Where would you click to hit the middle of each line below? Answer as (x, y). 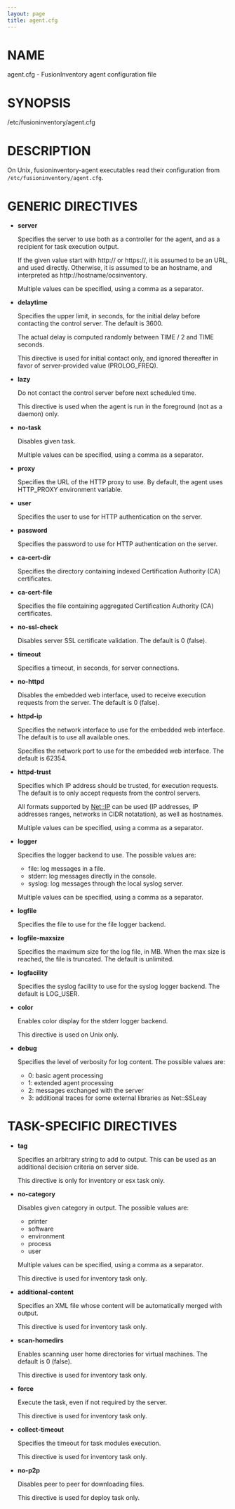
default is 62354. (42, 758)
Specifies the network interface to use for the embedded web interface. (121, 730)
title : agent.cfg (33, 20)
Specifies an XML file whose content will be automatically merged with (120, 1306)
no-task (29, 428)
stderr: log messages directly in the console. (92, 876)
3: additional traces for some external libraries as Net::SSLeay (117, 1098)
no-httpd (31, 682)
